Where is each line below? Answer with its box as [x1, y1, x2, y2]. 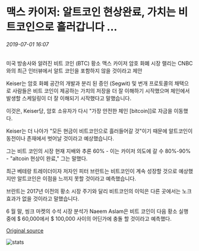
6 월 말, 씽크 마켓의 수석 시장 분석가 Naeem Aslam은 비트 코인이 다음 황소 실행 [6, 208, 189, 215]
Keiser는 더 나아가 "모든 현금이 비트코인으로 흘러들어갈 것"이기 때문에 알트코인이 [6, 127, 193, 134]
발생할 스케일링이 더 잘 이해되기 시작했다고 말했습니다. [6, 95, 132, 102]
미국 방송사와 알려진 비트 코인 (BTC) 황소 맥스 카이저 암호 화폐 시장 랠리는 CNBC [6, 60, 193, 67]
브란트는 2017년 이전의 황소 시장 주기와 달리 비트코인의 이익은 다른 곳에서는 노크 [6, 188, 192, 195]
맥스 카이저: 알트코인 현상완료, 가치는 [6, 5, 176, 19]
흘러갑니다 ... [56, 20, 118, 34]
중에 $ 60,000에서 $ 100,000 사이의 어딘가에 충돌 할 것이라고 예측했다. [6, 215, 172, 222]
